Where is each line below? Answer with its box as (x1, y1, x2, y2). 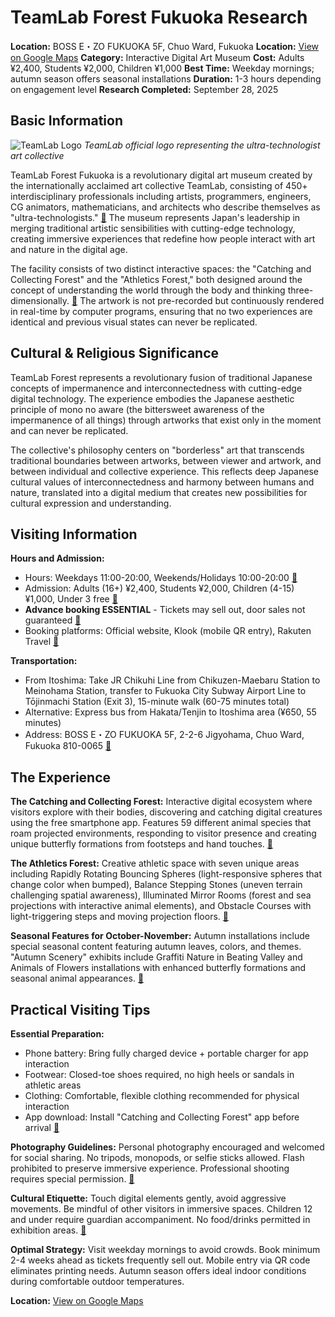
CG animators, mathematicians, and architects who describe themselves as (10, 201, 321, 213)
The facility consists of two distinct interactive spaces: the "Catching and (10, 262, 312, 275)
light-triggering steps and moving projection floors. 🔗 (10, 911, 229, 923)
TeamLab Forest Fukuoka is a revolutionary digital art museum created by (10, 169, 313, 181)
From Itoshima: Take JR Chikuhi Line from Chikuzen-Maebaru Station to (24, 674, 321, 686)
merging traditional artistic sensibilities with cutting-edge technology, (10, 222, 296, 234)
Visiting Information (10, 526, 138, 543)
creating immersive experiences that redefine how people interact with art (10, 232, 316, 245)
